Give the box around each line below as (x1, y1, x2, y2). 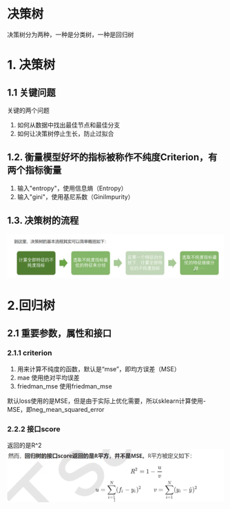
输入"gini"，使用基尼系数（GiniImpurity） (17, 192, 134, 200)
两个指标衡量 (7, 165, 62, 176)
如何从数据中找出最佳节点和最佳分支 (17, 121, 121, 129)
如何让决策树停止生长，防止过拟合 (17, 129, 114, 138)
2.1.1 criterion (7, 349, 53, 358)
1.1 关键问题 (7, 87, 56, 98)
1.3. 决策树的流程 (7, 215, 79, 227)
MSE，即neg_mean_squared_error (7, 405, 105, 413)
